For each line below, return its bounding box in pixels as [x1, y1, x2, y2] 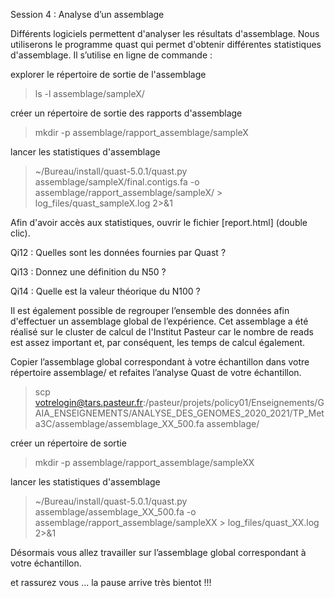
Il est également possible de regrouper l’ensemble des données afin [10, 305, 290, 316]
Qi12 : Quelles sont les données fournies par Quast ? [10, 247, 227, 258]
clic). [10, 227, 31, 239]
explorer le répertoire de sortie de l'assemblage [10, 69, 207, 80]
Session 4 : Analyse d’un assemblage [10, 9, 165, 20]
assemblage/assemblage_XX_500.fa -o [34, 506, 197, 518]
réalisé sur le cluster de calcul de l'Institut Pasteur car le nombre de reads [10, 326, 314, 338]
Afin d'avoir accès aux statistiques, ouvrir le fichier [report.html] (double [10, 217, 308, 228]
